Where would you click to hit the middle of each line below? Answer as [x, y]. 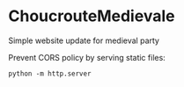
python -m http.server [50, 73]
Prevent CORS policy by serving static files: [87, 57]
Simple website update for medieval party [84, 40]
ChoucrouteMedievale [92, 16]
